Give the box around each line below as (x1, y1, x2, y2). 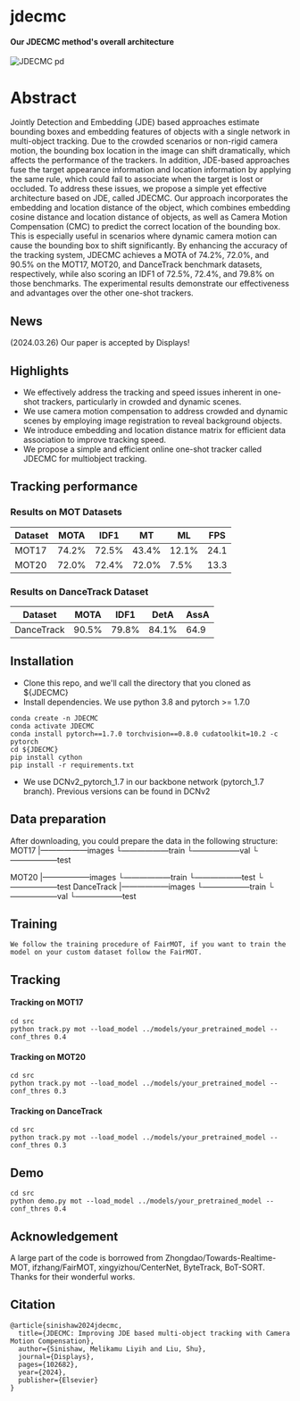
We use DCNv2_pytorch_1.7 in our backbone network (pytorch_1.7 (22, 776, 264, 787)
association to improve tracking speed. (22, 434, 166, 445)
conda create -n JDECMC (10, 713, 99, 722)
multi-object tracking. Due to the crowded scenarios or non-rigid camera (10, 136, 279, 146)
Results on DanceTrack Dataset (10, 585, 149, 597)
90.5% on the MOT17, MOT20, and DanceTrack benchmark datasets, (10, 259, 262, 270)
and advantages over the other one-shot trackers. (10, 288, 195, 298)
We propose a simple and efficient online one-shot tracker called (22, 444, 262, 454)
